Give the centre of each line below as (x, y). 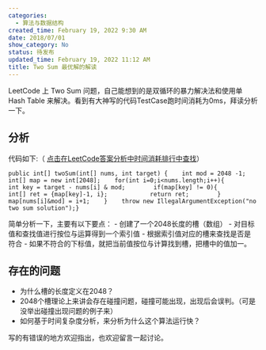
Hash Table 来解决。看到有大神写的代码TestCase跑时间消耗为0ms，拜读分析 (133, 101)
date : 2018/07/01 (37, 38)
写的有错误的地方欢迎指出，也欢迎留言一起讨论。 (88, 338)
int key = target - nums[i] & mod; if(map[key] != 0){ (113, 187)
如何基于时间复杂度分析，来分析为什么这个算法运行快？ (110, 321)
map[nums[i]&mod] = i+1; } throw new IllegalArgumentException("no (133, 201)
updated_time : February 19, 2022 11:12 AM (79, 60)
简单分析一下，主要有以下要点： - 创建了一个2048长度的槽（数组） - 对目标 (131, 223)
